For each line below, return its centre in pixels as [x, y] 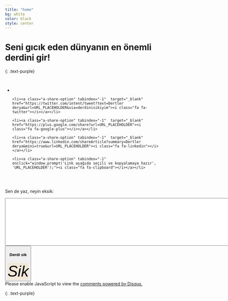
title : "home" [19, 10]
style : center [19, 23]
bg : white [15, 14]
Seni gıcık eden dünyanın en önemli [78, 47]
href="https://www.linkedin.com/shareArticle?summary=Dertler [76, 142]
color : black [18, 19]
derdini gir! [28, 58]
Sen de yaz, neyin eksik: [29, 192]
